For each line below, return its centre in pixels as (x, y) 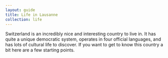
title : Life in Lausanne (32, 15)
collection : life (24, 19)
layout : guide (20, 10)
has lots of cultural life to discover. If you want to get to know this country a (84, 45)
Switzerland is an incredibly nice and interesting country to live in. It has (81, 34)
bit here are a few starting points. (40, 50)
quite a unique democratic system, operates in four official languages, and (83, 39)
